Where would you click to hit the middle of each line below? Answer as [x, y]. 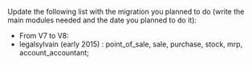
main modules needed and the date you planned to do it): [102, 20]
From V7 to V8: [44, 36]
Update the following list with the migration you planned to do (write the [126, 12]
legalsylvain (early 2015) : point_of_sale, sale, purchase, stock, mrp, [131, 44]
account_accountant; [54, 53]
